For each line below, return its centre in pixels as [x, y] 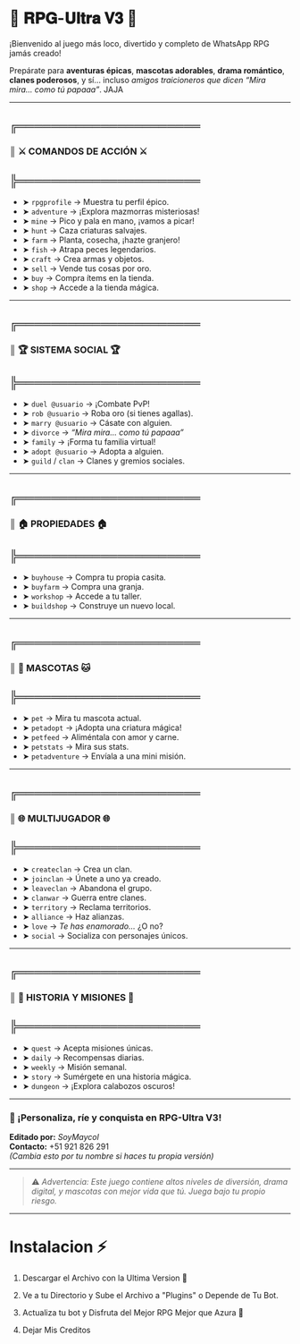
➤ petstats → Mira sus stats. [75, 747]
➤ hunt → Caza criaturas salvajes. [84, 231]
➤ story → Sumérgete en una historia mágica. [107, 1076]
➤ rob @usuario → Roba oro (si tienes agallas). [108, 413]
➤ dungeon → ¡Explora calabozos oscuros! [99, 1085]
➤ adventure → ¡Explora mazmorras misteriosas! [111, 212]
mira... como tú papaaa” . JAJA [66, 89]
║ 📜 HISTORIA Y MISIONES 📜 [72, 997]
